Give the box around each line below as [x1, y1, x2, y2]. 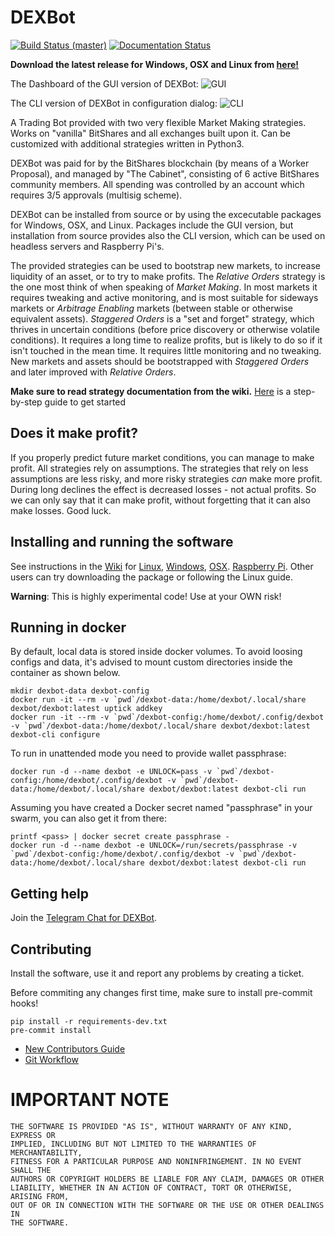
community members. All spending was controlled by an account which [10, 178, 305, 190]
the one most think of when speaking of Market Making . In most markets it [10, 281, 318, 293]
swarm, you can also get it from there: [10, 812, 168, 825]
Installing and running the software [10, 534, 234, 551]
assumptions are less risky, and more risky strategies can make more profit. [10, 472, 323, 485]
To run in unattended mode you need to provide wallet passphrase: [10, 747, 287, 760]
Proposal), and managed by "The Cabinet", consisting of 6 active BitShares [10, 167, 320, 180]
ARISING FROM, [10, 1191, 70, 1201]
